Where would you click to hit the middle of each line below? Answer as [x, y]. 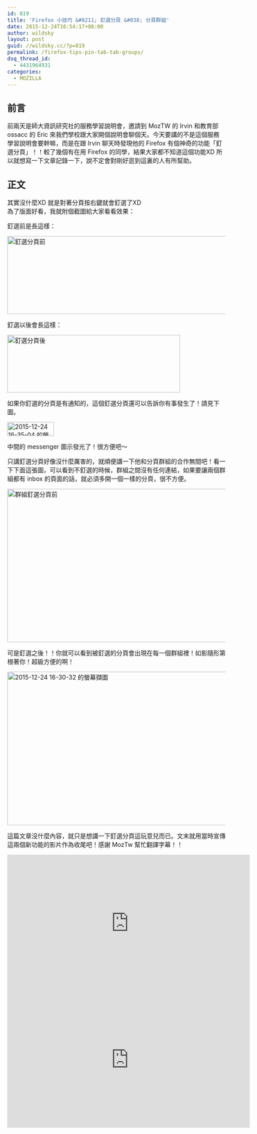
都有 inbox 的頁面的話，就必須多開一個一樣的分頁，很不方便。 [101, 479]
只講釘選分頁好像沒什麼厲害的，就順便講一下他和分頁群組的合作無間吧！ [110, 461]
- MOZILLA [27, 78]
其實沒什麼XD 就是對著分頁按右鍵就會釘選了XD [74, 203]
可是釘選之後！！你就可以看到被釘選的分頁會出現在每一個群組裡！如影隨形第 [116, 653]
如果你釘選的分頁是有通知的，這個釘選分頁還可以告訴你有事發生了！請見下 [113, 403]
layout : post [26, 40]
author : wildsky [30, 33]
